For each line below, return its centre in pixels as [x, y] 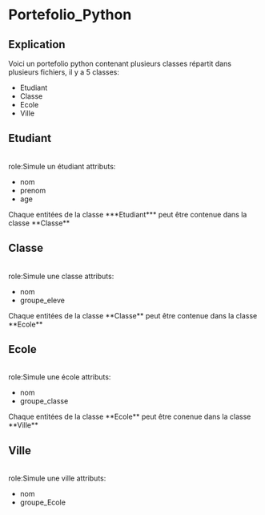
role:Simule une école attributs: [60, 377]
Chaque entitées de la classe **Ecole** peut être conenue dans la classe [130, 417]
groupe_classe [44, 401]
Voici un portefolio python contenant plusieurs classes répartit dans [120, 63]
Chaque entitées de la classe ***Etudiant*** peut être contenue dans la [128, 214]
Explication [37, 45]
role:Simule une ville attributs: [57, 478]
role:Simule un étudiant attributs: [62, 166]
